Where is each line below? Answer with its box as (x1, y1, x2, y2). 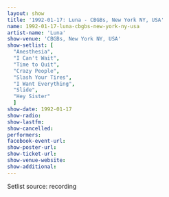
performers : (7, 131, 41, 138)
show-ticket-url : (7, 150, 57, 158)
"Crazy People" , (13, 67, 60, 74)
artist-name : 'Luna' (7, 29, 67, 36)
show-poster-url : (7, 144, 57, 151)
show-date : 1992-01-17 (7, 106, 72, 113)
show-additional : (7, 163, 57, 170)
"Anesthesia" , (13, 49, 54, 56)
